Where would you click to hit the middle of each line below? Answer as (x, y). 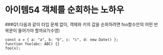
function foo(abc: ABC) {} (32, 44)
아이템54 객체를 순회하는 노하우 (65, 10)
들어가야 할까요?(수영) (39, 30)
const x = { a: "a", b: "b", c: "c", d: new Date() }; (62, 39)
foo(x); (13, 48)
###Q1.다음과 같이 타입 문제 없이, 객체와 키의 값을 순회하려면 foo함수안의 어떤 (79, 24)
